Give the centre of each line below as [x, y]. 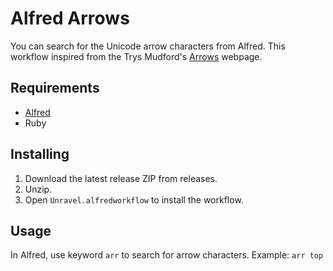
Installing [40, 154]
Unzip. [38, 189]
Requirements [55, 88]
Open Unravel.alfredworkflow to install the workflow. [134, 199]
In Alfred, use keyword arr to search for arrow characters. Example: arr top [167, 255]
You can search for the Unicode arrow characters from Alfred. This [148, 46]
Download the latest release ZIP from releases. [121, 178]
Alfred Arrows [70, 18]
